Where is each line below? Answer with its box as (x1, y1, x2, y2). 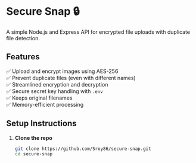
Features (6, 52, 40, 62)
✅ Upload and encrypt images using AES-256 (6, 68, 119, 75)
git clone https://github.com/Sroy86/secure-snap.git (14, 146, 151, 152)
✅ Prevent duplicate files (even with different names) (6, 74, 136, 81)
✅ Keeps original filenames (6, 94, 73, 101)
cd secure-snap (14, 151, 53, 157)
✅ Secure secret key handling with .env (6, 87, 103, 95)
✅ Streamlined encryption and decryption (6, 81, 108, 88)
